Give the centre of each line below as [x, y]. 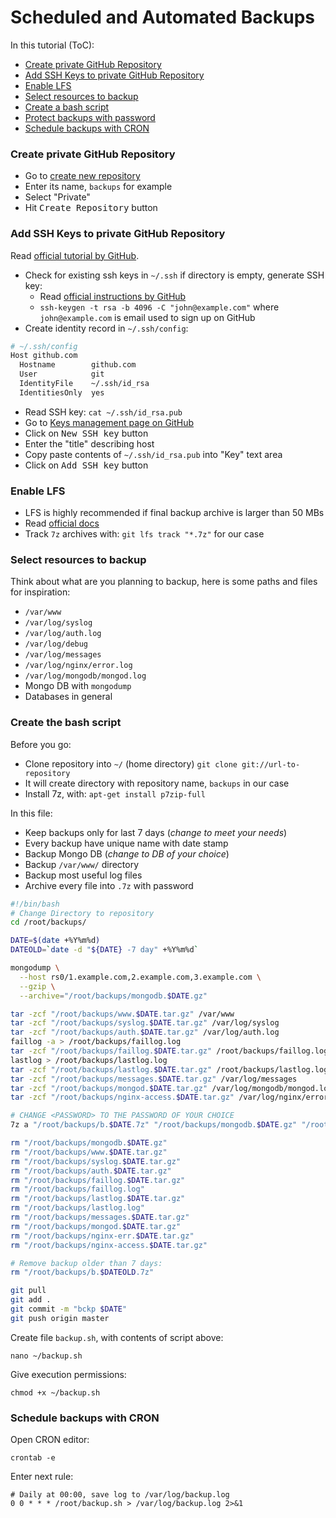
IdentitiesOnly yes [62, 392]
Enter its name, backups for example [98, 187]
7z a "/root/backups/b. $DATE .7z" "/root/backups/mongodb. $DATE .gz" [154, 1125]
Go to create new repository [82, 176]
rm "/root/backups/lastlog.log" [77, 1208]
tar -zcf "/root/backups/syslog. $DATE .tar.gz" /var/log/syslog [145, 1023]
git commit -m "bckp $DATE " [69, 1309]
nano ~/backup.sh [46, 1356]
